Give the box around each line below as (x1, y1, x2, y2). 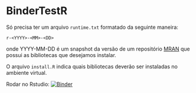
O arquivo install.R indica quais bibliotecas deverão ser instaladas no (6, 63, 178, 70)
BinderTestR (6, 4, 68, 18)
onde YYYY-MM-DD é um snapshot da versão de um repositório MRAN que (6, 45, 190, 52)
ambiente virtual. (6, 69, 47, 76)
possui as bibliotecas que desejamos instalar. (6, 51, 116, 58)
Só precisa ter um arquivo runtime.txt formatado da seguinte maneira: (6, 24, 179, 31)
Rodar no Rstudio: (6, 81, 50, 88)
